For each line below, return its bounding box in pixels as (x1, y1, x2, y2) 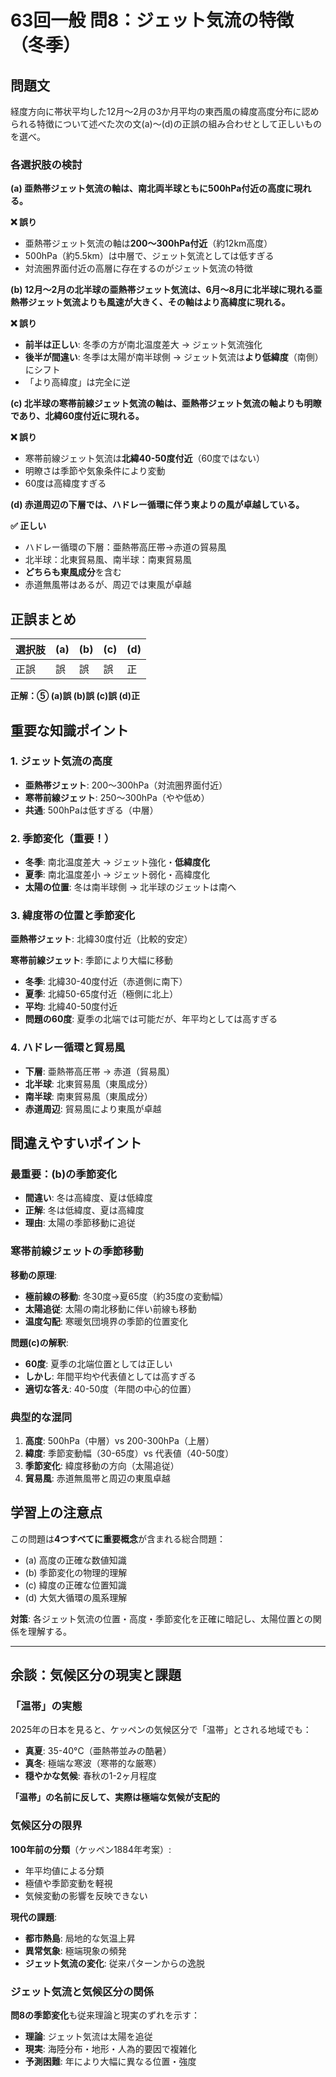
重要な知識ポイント (10, 722, 129, 739)
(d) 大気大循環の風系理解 (24, 1591, 128, 1603)
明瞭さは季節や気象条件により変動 (24, 465, 166, 477)
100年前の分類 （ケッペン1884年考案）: (10, 1843, 172, 1855)
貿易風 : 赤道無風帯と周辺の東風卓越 (24, 1472, 171, 1484)
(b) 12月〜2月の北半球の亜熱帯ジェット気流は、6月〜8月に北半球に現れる (10, 284, 314, 296)
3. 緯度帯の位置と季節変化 (10, 909, 136, 923)
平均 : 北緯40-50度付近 (24, 1001, 118, 1013)
